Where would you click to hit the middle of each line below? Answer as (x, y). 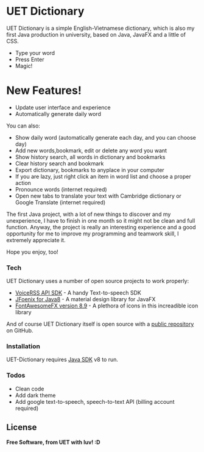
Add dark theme (35, 395)
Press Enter (30, 59)
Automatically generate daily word (58, 113)
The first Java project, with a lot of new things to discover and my (89, 214)
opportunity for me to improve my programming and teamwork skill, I (93, 234)
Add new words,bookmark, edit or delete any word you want (91, 150)
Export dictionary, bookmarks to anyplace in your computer (90, 170)
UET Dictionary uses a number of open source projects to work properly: (98, 281)
